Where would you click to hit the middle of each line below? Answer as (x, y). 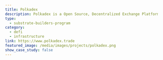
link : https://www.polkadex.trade (40, 41)
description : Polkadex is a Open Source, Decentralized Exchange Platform (82, 14)
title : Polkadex (21, 9)
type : (10, 18)
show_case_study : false (29, 50)
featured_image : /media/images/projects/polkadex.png (61, 45)
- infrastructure (27, 37)
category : (15, 28)
